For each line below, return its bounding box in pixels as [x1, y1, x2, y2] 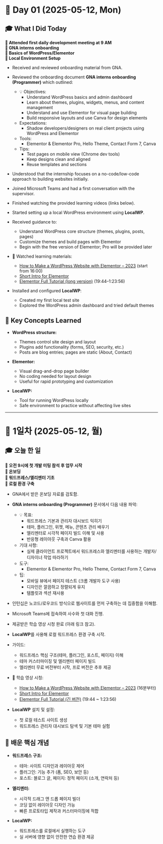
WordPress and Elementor [26, 131, 79, 136]
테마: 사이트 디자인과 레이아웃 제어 [19, 763, 84, 769]
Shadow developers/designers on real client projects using [26, 125, 145, 131]
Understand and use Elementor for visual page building [26, 110, 137, 115]
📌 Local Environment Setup [5, 56, 61, 61]
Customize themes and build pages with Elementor [19, 239, 121, 244]
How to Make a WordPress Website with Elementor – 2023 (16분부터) [19, 685, 157, 691]
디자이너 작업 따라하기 [26, 554, 69, 560]
